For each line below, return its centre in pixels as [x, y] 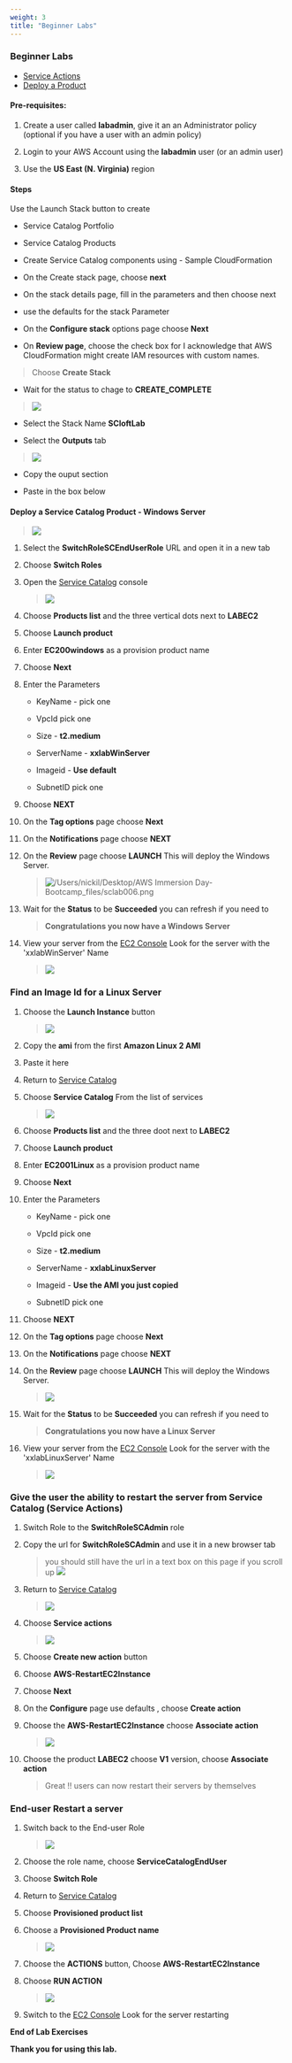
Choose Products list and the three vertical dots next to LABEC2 [140, 616]
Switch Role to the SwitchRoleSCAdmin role [103, 1527]
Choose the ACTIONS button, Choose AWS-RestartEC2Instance [141, 1964]
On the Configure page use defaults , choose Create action [132, 1708]
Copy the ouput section [65, 474]
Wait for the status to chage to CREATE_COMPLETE [117, 389]
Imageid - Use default [76, 770]
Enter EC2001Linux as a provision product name [111, 1165]
